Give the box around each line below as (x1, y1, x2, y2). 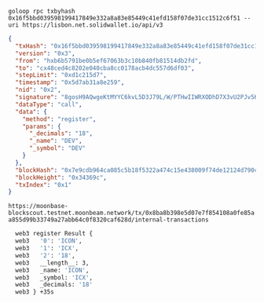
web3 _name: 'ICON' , (15, 266, 90, 274)
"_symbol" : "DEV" (28, 144, 86, 152)
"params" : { (22, 122, 61, 130)
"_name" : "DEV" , (28, 137, 82, 145)
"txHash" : (15, 42, 47, 50)
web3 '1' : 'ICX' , (15, 244, 79, 252)
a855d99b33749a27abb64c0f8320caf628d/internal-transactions (8, 216, 210, 224)
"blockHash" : (15, 166, 58, 174)
